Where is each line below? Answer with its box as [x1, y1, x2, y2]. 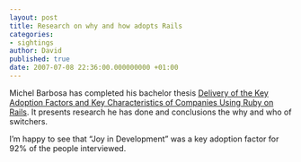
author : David [9, 47, 63, 55]
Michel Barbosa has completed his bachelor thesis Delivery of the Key [9, 87, 270, 98]
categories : [9, 30, 54, 38]
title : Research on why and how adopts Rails [9, 21, 182, 30]
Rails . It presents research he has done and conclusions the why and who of [9, 107, 292, 117]
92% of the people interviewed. [9, 142, 127, 153]
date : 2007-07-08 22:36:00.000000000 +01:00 [9, 64, 179, 72]
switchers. [9, 115, 48, 126]
